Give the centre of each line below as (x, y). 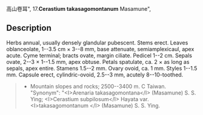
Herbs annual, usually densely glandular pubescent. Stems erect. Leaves (97, 42)
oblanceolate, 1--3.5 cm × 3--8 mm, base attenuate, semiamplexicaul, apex (100, 49)
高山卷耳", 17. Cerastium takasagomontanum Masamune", (79, 9)
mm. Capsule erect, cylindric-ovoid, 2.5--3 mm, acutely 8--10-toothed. (95, 75)
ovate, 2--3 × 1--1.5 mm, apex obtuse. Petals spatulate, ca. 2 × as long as (98, 61)
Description (29, 28)
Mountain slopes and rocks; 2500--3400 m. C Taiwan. (98, 86)
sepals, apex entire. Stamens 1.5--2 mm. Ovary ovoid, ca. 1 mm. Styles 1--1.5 (102, 68)
